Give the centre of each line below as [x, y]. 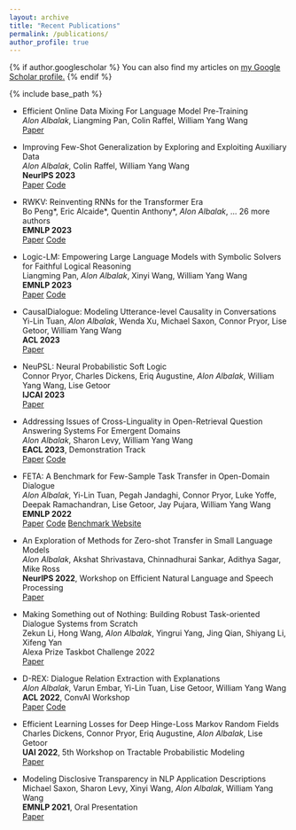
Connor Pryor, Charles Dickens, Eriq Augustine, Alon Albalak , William [148, 376]
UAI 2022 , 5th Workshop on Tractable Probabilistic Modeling [133, 752]
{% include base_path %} [56, 94]
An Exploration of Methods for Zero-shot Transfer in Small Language [147, 541]
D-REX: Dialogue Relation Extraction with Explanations [121, 678]
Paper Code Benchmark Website [82, 523]
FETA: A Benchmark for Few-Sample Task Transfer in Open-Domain [146, 476]
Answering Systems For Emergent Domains [101, 431]
